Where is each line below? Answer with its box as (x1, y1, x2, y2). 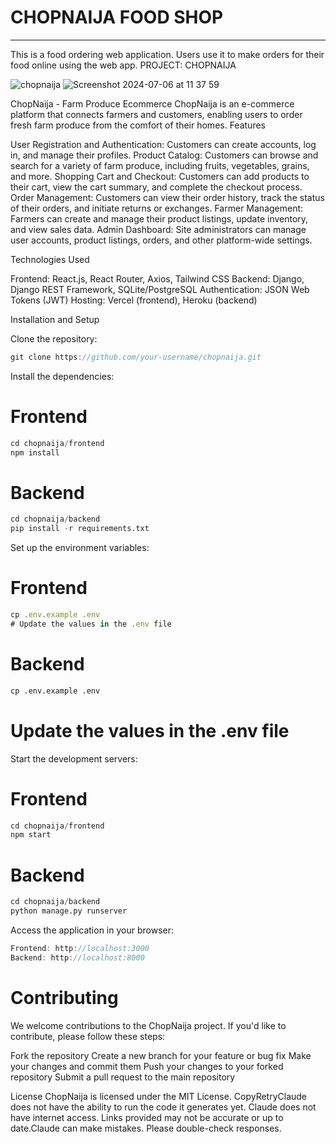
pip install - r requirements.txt (10, 524, 150, 534)
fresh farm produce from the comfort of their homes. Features (10, 119, 266, 131)
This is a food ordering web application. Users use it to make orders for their (10, 48, 325, 60)
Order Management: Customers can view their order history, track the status (10, 191, 325, 203)
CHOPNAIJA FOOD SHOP (10, 6, 224, 29)
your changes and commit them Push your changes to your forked (10, 1060, 284, 1072)
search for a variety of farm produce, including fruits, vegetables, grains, (10, 159, 310, 171)
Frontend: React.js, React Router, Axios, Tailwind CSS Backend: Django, (10, 272, 305, 285)
